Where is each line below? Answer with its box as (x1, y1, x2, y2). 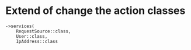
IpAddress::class (16, 38, 58, 44)
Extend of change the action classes (5, 4, 186, 17)
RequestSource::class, (16, 28, 71, 34)
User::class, (16, 33, 48, 39)
